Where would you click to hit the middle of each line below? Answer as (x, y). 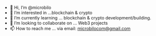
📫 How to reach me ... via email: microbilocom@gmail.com (70, 28)
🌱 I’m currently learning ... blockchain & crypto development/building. (80, 18)
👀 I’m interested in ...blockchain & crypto (51, 13)
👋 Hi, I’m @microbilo (30, 8)
